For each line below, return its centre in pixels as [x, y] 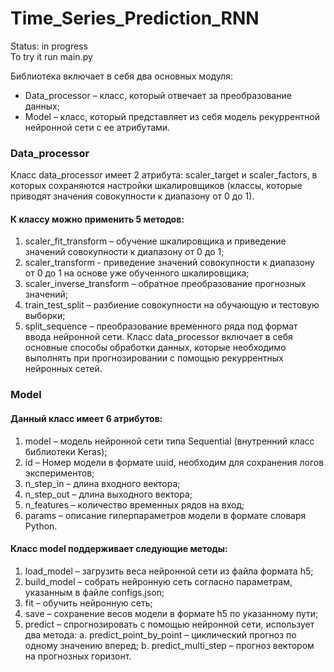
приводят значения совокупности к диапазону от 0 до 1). [132, 196]
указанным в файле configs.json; [94, 592]
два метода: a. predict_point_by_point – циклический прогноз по [160, 634]
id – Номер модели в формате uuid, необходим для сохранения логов [174, 462]
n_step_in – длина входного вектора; [102, 483]
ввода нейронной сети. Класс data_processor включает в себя [158, 337]
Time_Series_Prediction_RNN [135, 18]
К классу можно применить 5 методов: [97, 219]
